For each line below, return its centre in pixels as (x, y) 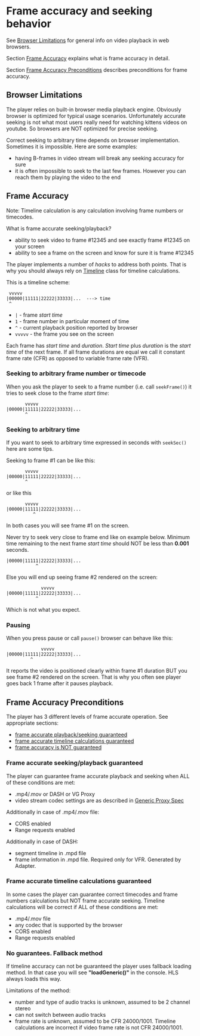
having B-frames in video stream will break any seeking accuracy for (99, 158)
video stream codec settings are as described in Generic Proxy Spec (99, 800)
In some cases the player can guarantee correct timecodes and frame (92, 894)
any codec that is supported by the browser (69, 925)
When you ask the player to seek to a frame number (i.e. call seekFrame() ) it (99, 387)
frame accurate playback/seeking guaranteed (71, 735)
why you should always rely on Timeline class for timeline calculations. (93, 271)
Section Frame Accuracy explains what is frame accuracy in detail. (88, 58)
